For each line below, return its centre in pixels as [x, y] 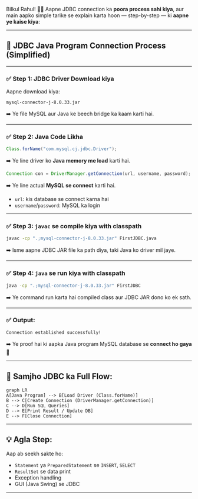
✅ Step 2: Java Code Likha [45, 137]
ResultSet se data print [42, 472]
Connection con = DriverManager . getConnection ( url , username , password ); [99, 174]
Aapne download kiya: [33, 92]
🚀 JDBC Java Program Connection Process [86, 46]
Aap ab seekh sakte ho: [35, 454]
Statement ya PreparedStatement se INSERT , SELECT [75, 465]
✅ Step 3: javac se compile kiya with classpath [74, 226]
